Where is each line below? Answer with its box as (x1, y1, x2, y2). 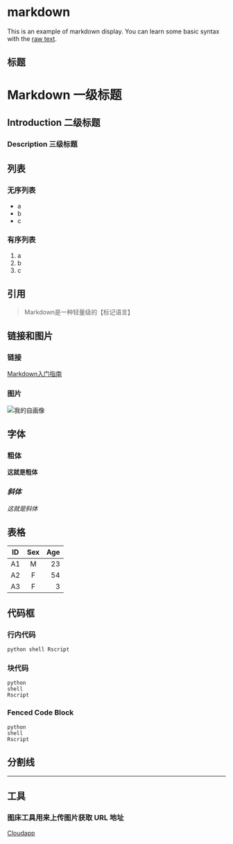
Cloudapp (7, 829, 35, 838)
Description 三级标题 (7, 139, 78, 149)
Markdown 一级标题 (7, 87, 123, 103)
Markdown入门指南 (7, 370, 62, 378)
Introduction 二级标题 (7, 116, 101, 129)
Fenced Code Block (7, 708, 74, 717)
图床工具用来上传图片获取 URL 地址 (7, 813, 124, 822)
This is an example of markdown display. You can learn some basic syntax (7, 27, 220, 35)
